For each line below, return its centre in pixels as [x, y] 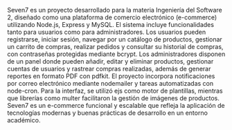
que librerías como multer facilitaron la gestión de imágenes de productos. [113, 98]
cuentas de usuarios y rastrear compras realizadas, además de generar [109, 69]
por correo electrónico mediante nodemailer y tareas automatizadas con [110, 83]
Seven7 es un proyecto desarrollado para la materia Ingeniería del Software [115, 10]
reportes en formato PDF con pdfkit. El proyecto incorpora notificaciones [111, 76]
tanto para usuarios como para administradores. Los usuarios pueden [107, 32]
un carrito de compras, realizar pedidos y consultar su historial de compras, [115, 47]
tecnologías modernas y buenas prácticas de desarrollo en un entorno [107, 113]
